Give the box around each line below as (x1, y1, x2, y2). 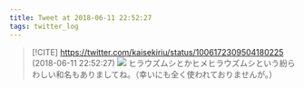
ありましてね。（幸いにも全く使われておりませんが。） (79, 69, 278, 80)
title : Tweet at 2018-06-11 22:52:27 (9, 13, 152, 23)
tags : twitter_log (9, 22, 79, 31)
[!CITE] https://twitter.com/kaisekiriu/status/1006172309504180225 (31, 46, 284, 57)
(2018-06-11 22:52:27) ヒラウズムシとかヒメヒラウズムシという (31, 57, 279, 68)
